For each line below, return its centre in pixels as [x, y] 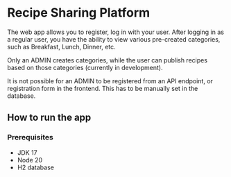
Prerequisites [30, 137]
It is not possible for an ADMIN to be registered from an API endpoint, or [110, 81]
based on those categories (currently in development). [85, 67]
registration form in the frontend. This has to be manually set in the [103, 88]
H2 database [35, 167]
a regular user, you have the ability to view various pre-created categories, [114, 39]
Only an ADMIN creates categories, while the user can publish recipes [108, 60]
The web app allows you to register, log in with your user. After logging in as [115, 32]
